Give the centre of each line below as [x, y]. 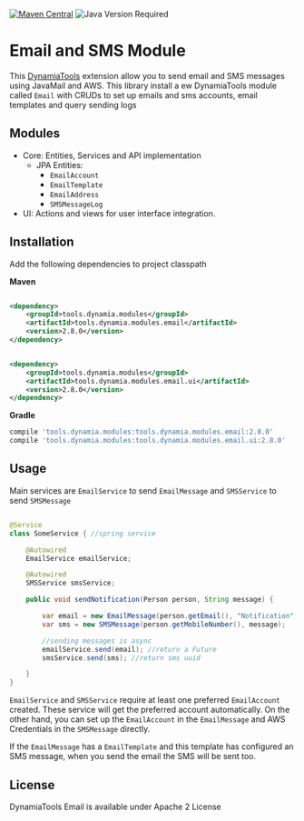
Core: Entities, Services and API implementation [112, 155]
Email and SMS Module [98, 51]
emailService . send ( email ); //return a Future [130, 649]
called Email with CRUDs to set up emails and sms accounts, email [134, 95]
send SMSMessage [40, 500]
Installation [42, 242]
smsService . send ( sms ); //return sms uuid [122, 658]
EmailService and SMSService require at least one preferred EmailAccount [145, 700]
